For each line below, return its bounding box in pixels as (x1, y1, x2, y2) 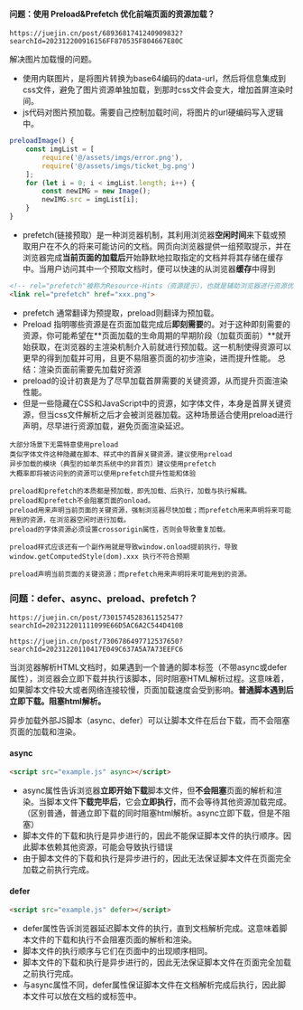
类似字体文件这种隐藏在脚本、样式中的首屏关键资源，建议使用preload (9, 449, 233, 458)
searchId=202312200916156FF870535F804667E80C (9, 37, 183, 46)
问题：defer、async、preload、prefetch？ (9, 592, 198, 605)
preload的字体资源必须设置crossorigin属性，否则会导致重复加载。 (9, 524, 230, 533)
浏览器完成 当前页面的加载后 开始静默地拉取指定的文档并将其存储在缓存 (22, 251, 284, 262)
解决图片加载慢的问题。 (9, 54, 96, 65)
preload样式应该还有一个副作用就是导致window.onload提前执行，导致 (9, 543, 238, 552)
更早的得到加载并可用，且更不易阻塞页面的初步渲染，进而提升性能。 (22, 353, 276, 363)
